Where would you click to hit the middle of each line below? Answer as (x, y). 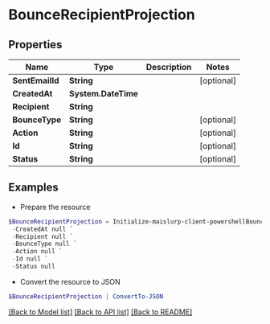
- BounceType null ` (45, 244)
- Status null (34, 267)
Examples (33, 188)
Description (169, 67)
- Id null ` (30, 259)
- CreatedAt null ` (43, 229)
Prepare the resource (55, 207)
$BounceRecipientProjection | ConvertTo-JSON (86, 296)
